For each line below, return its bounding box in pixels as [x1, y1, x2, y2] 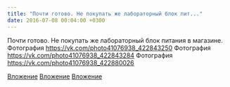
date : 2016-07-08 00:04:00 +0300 [7, 17, 106, 24]
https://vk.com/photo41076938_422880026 [7, 58, 135, 67]
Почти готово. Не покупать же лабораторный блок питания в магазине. [7, 36, 223, 44]
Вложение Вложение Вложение [7, 72, 103, 81]
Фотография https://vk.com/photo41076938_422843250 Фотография [7, 43, 211, 52]
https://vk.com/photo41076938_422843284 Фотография [7, 51, 173, 60]
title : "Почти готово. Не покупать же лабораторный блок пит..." [7, 10, 203, 18]
